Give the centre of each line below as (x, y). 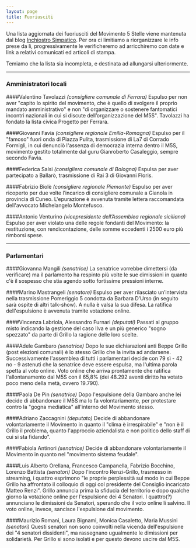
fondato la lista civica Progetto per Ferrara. (57, 122)
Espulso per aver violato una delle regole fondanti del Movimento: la (87, 223)
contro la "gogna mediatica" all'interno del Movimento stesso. (80, 407)
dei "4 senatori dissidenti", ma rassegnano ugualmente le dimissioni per (92, 533)
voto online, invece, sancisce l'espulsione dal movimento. (75, 509)
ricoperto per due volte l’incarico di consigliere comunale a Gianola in (90, 193)
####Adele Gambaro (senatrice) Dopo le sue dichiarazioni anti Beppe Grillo (97, 346)
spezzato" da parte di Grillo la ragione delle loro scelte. (72, 335)
